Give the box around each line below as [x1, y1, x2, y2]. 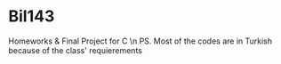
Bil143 [8, 6, 55, 27]
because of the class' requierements [8, 44, 143, 55]
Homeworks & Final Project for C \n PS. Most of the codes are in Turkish [8, 36, 273, 46]
